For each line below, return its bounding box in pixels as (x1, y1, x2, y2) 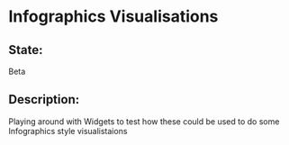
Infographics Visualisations (8, 6, 219, 27)
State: (8, 42, 43, 58)
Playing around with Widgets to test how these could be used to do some (8, 115, 280, 127)
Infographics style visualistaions (8, 125, 128, 136)
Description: (8, 92, 80, 107)
